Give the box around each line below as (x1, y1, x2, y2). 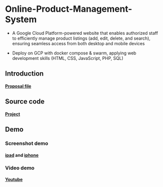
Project (5, 111, 21, 117)
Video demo (5, 164, 35, 171)
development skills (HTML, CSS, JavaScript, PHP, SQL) (12, 55, 124, 61)
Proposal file (5, 83, 32, 89)
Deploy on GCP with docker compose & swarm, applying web (12, 50, 137, 56)
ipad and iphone (5, 152, 39, 158)
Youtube (5, 177, 23, 183)
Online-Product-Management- (5, 3, 132, 15)
